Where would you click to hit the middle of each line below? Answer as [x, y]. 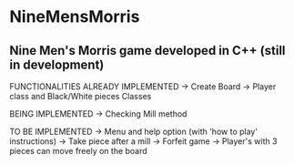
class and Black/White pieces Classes [81, 96]
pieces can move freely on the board [78, 151]
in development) [57, 64]
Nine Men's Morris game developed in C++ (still [147, 51]
